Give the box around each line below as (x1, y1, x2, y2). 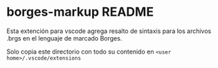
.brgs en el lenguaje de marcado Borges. (6, 34, 122, 42)
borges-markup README (6, 4, 154, 20)
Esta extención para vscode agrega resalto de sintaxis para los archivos (6, 27, 212, 35)
